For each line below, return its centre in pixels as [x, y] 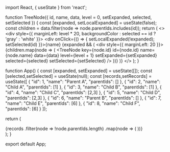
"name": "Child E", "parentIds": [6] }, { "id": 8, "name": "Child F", [73, 103]
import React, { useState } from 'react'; [46, 7]
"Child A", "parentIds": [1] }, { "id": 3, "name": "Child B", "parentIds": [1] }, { [83, 87]
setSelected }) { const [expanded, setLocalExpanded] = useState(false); [81, 23]
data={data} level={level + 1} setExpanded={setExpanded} [95, 55]
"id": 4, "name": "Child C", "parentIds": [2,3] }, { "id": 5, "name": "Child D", [83, 92]
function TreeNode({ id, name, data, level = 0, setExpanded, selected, [79, 17]
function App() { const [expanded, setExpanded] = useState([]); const [79, 71]
